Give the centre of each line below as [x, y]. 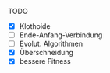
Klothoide [35, 26]
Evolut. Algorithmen [51, 44]
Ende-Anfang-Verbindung [61, 35]
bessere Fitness [45, 61]
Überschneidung [46, 53]
